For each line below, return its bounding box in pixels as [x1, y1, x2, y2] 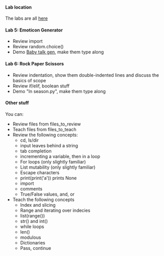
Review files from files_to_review [12, 121, 81, 127]
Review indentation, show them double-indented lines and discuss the [12, 72, 159, 78]
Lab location [5, 4, 32, 10]
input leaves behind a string [20, 142, 78, 148]
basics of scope [12, 77, 47, 83]
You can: [5, 111, 24, 117]
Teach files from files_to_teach [12, 126, 77, 132]
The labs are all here [5, 15, 48, 21]
